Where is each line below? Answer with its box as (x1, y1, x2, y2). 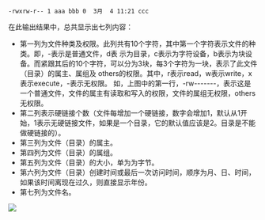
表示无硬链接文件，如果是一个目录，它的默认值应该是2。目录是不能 (36, 118, 256, 127)
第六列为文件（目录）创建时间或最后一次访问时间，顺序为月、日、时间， (19, 168, 256, 176)
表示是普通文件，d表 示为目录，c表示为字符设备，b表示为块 (51, 49, 246, 58)
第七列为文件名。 (19, 188, 76, 196)
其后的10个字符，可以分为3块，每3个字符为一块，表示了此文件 (54, 59, 258, 68)
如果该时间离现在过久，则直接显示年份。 (19, 177, 152, 187)
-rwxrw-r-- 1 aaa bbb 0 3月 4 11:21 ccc (8, 7, 149, 15)
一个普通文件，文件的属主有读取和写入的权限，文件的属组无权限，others (19, 89, 256, 97)
